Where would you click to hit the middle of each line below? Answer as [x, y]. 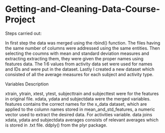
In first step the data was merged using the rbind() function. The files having [83, 43]
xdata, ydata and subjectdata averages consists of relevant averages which [82, 120]
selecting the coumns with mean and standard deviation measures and [77, 53]
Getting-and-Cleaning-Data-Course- [83, 9]
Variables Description [27, 84]
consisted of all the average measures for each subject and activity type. [79, 74]
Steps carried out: [23, 33]
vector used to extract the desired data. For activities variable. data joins [79, 114]
